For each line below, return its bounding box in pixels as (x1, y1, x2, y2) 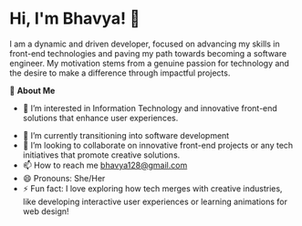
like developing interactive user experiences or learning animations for (22, 196, 287, 207)
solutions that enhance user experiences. (22, 112, 179, 123)
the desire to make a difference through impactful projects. (9, 67, 231, 78)
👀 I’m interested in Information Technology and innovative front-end (22, 102, 278, 113)
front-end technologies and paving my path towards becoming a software (9, 47, 287, 58)
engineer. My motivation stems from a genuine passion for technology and (9, 57, 290, 68)
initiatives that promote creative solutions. (22, 149, 181, 160)
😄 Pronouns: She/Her (22, 172, 106, 183)
